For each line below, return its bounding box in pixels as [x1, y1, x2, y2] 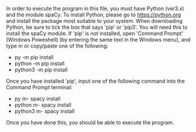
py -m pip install [14, 54, 54, 60]
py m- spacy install [14, 95, 61, 102]
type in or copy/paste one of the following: [6, 42, 108, 49]
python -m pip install [14, 60, 65, 67]
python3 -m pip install [14, 66, 68, 73]
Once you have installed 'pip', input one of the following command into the [6, 77, 185, 84]
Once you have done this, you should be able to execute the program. [6, 119, 174, 126]
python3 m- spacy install [14, 108, 75, 114]
